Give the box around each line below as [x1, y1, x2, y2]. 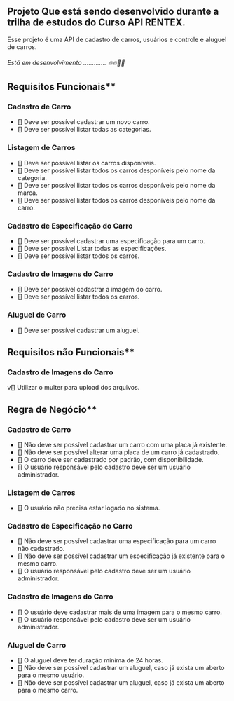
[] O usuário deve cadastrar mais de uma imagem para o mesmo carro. [17, 608, 223, 616]
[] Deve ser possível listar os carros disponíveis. [17, 158, 156, 167]
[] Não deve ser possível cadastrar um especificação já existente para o [17, 552, 226, 560]
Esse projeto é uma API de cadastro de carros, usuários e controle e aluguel [7, 35, 227, 43]
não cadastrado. [17, 545, 65, 553]
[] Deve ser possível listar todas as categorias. [17, 125, 151, 134]
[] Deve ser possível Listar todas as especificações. [17, 244, 167, 252]
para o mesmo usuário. [17, 671, 85, 679]
